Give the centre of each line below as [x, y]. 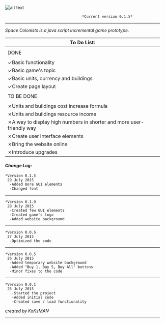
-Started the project [34, 293]
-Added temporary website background [48, 263]
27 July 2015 [21, 237]
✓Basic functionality [31, 62]
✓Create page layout [32, 86]
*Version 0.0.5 [21, 254]
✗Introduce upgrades [33, 152]
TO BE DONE [23, 96]
